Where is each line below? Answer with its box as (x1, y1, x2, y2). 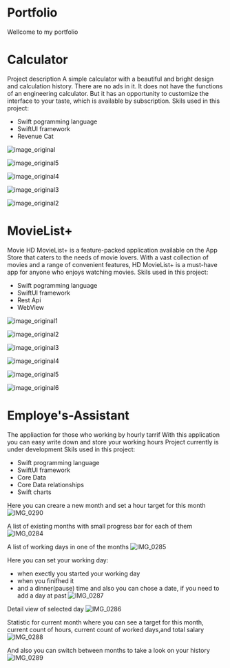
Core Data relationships (17, 480, 85, 489)
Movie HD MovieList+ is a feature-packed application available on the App (7, 246, 218, 254)
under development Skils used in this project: (7, 445, 136, 453)
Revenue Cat (17, 132, 54, 140)
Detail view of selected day (7, 605, 84, 613)
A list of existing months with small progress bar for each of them (7, 522, 193, 530)
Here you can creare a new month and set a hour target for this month (7, 501, 206, 509)
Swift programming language (17, 458, 100, 466)
